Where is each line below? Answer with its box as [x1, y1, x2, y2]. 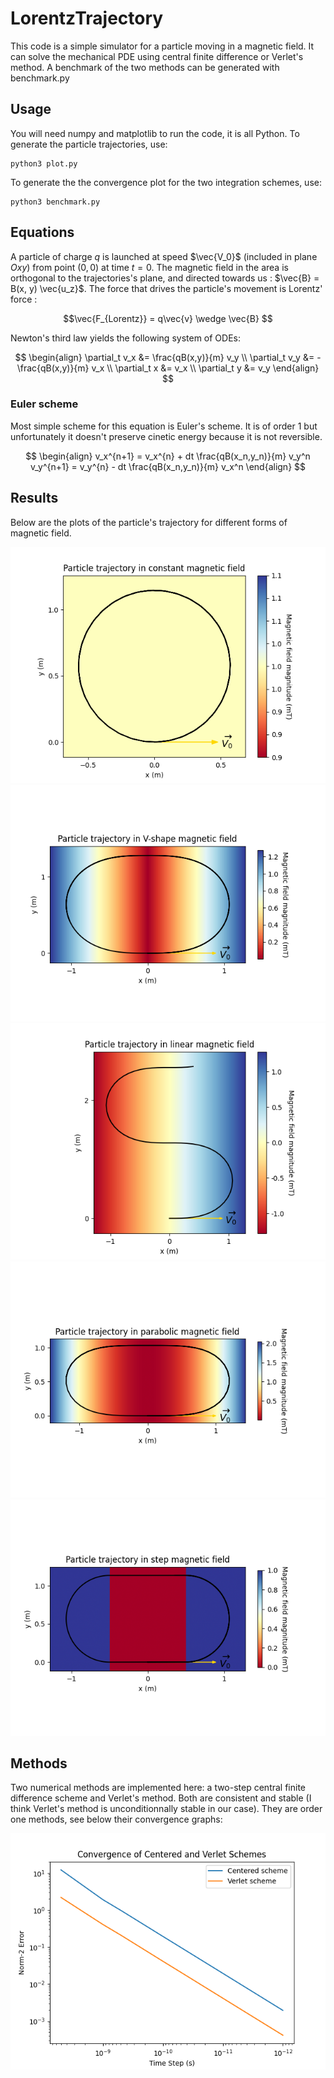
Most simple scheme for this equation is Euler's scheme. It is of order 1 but [10, 420, 318, 432]
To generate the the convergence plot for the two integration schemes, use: [10, 176, 322, 188]
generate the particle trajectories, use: [10, 138, 168, 150]
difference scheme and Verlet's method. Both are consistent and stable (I [10, 1792, 312, 1804]
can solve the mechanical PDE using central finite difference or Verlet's [10, 50, 304, 62]
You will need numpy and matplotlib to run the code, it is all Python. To [10, 127, 300, 139]
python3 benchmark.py [10, 197, 101, 207]
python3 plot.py [10, 158, 78, 169]
